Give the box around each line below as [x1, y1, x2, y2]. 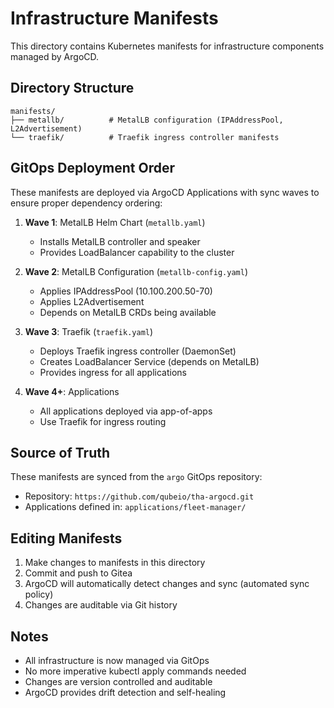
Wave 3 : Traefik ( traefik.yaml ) [24, 325, 154, 337]
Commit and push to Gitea [24, 567, 133, 579]
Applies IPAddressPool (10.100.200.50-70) [39, 285, 213, 297]
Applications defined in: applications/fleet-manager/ [24, 501, 247, 513]
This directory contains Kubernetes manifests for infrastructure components [10, 40, 325, 52]
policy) [24, 588, 54, 601]
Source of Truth [10, 444, 111, 461]
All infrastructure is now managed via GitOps [24, 655, 210, 666]
